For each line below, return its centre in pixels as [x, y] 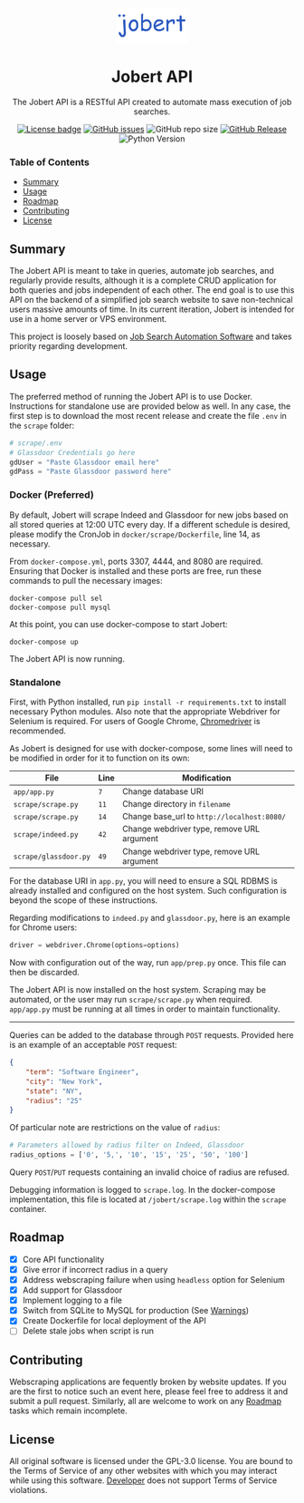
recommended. [38, 731]
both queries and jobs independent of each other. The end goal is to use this [152, 290]
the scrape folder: [42, 425]
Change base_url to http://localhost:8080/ [204, 817]
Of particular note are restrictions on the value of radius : [115, 1128]
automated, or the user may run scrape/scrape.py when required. [131, 1000]
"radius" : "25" [54, 1101]
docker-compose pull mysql [60, 607]
